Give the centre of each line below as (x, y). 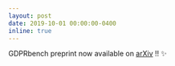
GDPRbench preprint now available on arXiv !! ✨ (87, 54)
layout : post (30, 16)
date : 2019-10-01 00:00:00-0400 (62, 23)
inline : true (30, 31)
